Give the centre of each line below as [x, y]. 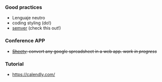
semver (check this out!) [36, 28]
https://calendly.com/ [34, 74]
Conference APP [25, 41]
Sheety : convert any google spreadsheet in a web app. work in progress [84, 51]
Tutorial [14, 64]
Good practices [24, 7]
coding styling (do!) [32, 23]
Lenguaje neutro [28, 18]
